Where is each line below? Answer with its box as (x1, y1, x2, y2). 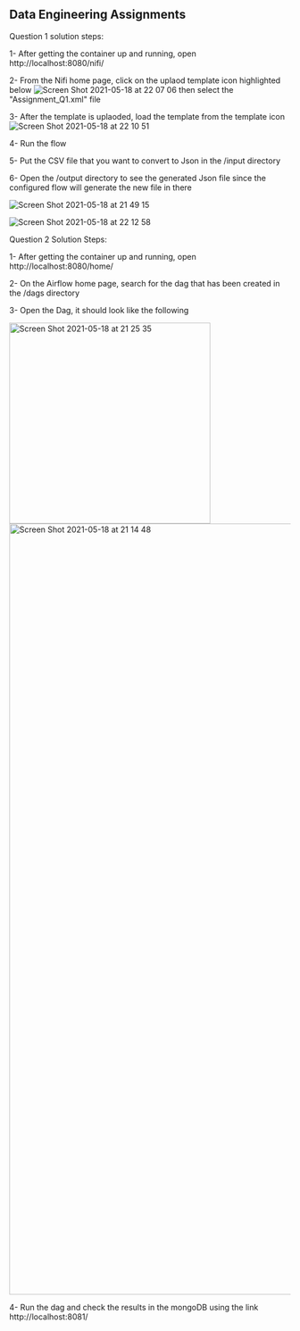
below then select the (9, 84, 234, 95)
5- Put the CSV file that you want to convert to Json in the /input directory (9, 155, 281, 166)
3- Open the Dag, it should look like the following (9, 304, 189, 315)
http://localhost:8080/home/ (9, 261, 114, 271)
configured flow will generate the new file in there (9, 182, 192, 193)
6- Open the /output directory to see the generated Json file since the (9, 172, 266, 183)
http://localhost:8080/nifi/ (9, 57, 104, 68)
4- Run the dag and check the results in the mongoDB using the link (9, 1302, 259, 1312)
